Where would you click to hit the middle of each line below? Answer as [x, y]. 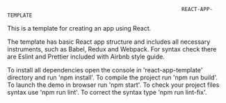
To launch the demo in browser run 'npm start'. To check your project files [113, 85]
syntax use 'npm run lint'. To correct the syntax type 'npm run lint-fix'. [107, 92]
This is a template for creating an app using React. [79, 28]
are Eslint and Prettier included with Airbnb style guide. [86, 56]
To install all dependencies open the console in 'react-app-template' [105, 70]
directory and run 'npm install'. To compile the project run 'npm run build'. [112, 77]
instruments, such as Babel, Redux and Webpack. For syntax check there [112, 49]
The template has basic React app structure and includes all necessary [109, 42]
